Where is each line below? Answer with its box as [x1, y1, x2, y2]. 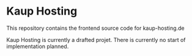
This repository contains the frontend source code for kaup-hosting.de [6, 24, 185, 32]
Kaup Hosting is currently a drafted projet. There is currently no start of [6, 36, 186, 43]
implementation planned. [6, 43, 69, 50]
